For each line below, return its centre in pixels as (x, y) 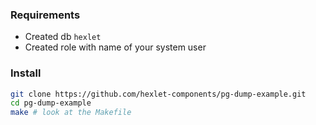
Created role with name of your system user (115, 47)
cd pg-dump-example (51, 103)
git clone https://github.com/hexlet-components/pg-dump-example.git (158, 94)
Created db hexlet (63, 37)
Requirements (45, 15)
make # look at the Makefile (71, 113)
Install (26, 73)
